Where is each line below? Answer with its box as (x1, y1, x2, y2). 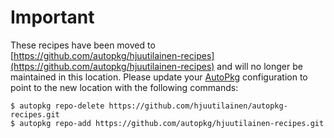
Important (10, 6, 95, 29)
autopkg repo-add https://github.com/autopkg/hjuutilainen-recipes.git (19, 118, 325, 128)
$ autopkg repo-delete (10, 101, 105, 111)
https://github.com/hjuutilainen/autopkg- (108, 101, 288, 111)
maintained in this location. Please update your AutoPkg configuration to (10, 71, 308, 83)
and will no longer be (216, 60, 303, 72)
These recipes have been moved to (10, 39, 156, 51)
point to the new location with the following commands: (10, 81, 239, 93)
